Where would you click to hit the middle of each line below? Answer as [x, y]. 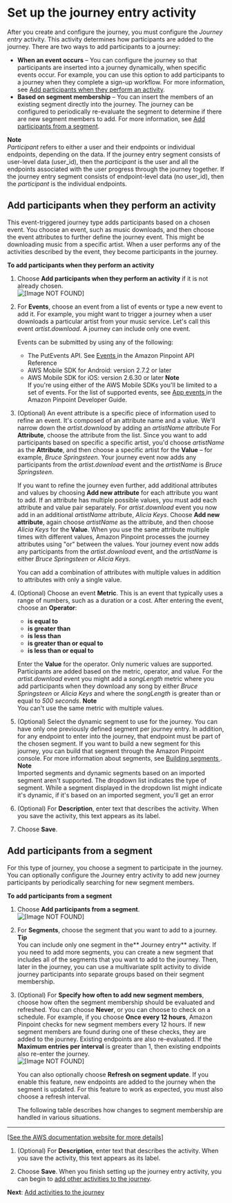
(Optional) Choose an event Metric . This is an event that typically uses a [120, 593]
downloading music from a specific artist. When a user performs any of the [114, 244]
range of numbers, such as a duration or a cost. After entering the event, [120, 600]
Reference [42, 363]
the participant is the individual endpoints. [67, 183]
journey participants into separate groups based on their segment [111, 974]
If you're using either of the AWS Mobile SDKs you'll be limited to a [122, 385]
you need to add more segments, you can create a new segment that [115, 952]
